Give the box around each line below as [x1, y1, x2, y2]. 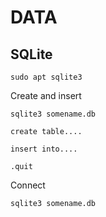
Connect [10, 179, 46, 191]
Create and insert [10, 90, 82, 101]
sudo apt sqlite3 [10, 72, 83, 82]
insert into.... [10, 144, 78, 154]
